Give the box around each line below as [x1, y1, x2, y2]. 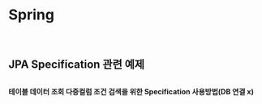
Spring [8, 6, 55, 24]
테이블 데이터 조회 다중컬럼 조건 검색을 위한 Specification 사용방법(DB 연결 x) [8, 86, 254, 96]
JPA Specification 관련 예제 [8, 58, 144, 72]
